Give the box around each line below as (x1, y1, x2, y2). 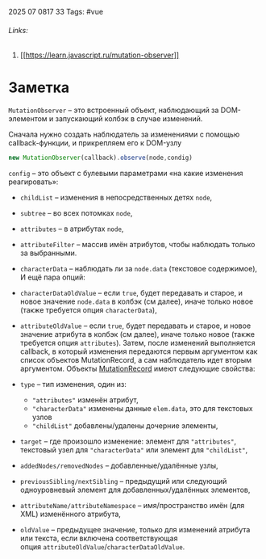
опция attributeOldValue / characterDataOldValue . (19, 542, 185, 552)
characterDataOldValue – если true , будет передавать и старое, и (19, 288, 243, 298)
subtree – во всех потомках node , (19, 208, 133, 218)
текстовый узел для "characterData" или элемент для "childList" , (19, 445, 248, 455)
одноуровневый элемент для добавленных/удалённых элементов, (19, 485, 251, 495)
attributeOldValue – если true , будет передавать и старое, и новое (19, 321, 251, 330)
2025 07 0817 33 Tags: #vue (8, 7, 103, 16)
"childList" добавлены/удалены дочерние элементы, (31, 421, 218, 431)
